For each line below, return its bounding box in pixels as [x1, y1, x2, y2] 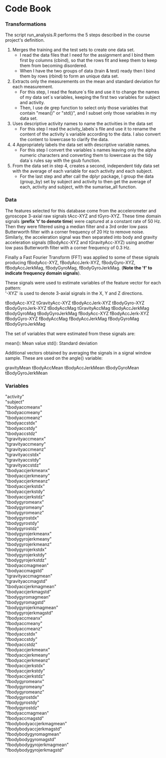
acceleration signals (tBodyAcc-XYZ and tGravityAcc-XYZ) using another [5, 239, 155, 245]
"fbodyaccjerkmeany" [5, 652, 51, 658]
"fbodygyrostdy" [5, 699, 40, 705]
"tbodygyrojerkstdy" [5, 552, 47, 558]
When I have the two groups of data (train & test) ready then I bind [19, 68, 155, 74]
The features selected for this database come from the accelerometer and [5, 207, 157, 213]
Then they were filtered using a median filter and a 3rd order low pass [5, 223, 148, 229]
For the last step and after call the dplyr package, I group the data [19, 173, 154, 179]
